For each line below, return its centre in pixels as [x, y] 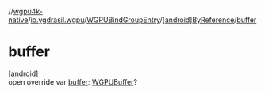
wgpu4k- [28, 11]
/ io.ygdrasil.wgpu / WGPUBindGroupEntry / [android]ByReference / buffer [142, 20]
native [18, 20]
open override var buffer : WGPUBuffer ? [73, 81]
